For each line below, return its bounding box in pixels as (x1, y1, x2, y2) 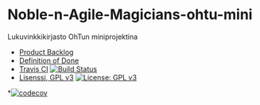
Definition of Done (18, 56, 80, 65)
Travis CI (18, 64, 49, 73)
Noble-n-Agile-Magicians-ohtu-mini (7, 6, 253, 24)
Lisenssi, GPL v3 (18, 72, 74, 82)
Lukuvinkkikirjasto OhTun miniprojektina (7, 32, 138, 41)
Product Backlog (18, 47, 74, 56)
